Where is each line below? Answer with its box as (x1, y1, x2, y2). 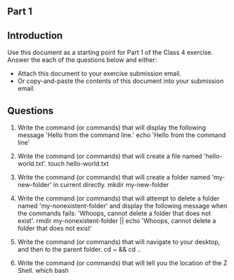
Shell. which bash (17, 267, 69, 275)
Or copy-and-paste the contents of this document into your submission (17, 77, 224, 85)
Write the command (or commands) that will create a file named (17, 152, 202, 160)
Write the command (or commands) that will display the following (17, 123, 206, 132)
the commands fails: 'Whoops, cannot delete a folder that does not (17, 209, 212, 217)
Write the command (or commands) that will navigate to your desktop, (17, 238, 221, 246)
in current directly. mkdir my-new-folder (53, 181, 169, 189)
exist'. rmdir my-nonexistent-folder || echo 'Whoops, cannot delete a (17, 217, 216, 225)
